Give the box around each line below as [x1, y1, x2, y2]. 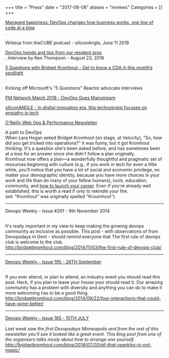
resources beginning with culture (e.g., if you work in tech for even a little [5, 161, 157, 167]
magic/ [5, 347, 20, 353]
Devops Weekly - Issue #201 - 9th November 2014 [5, 208, 110, 214]
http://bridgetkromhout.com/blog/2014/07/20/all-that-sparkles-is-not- [5, 342, 152, 347]
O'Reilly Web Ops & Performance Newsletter [5, 120, 98, 125]
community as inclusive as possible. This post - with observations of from [5, 228, 158, 234]
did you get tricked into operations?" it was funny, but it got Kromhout [5, 140, 150, 146]
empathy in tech [5, 110, 39, 116]
